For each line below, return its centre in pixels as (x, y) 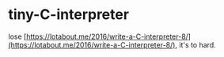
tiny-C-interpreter (68, 15)
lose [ (17, 36)
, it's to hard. (196, 44)
